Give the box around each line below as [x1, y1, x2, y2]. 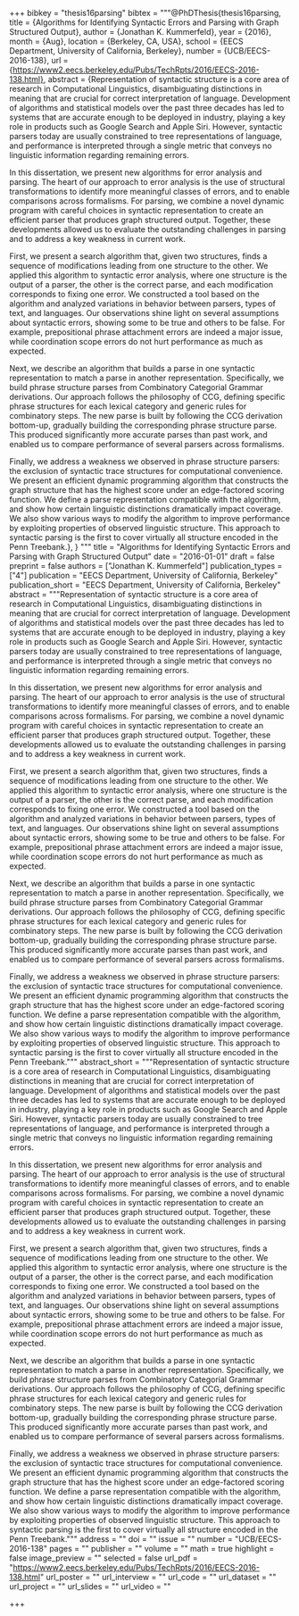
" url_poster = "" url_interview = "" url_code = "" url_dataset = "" [39, 1571, 277, 1582]
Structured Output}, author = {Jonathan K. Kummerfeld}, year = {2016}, [9, 27, 272, 37]
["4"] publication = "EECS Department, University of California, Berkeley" [9, 571, 278, 580]
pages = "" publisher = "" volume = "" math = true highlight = [48, 1544, 275, 1554]
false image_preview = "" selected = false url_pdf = [9, 1553, 198, 1563]
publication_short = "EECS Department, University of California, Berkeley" [9, 579, 281, 590]
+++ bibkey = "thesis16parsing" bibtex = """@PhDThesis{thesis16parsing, [9, 8, 281, 18]
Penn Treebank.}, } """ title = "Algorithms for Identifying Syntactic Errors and [9, 542, 291, 552]
